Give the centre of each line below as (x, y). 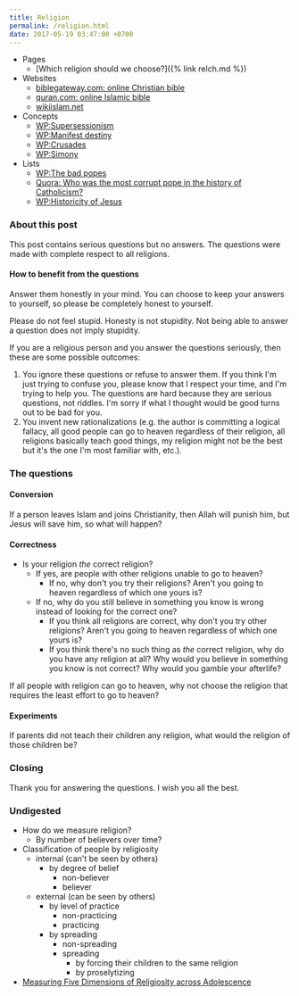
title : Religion (39, 17)
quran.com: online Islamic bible (93, 97)
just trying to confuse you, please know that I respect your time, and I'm (154, 384)
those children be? (43, 745)
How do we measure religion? (77, 830)
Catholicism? (59, 192)
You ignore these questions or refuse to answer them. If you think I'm (149, 374)
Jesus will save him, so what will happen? (86, 524)
